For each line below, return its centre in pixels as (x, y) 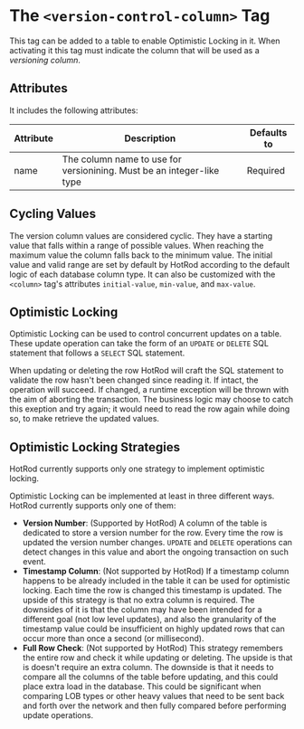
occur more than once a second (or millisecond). (113, 639)
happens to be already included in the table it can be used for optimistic (157, 581)
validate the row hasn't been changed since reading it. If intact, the (134, 380)
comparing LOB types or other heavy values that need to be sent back (153, 696)
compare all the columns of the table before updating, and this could (150, 677)
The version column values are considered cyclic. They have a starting (141, 235)
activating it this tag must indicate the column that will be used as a (134, 50)
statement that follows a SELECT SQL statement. (97, 353)
